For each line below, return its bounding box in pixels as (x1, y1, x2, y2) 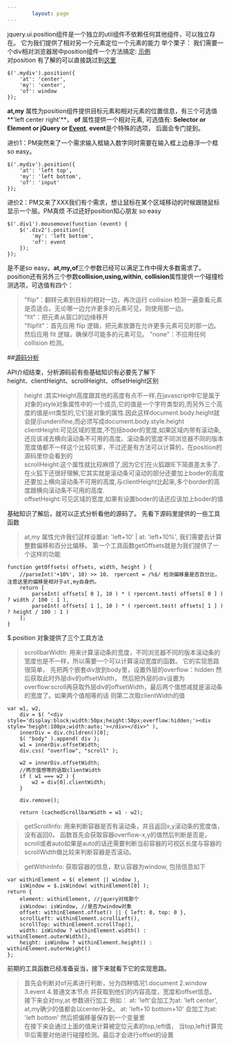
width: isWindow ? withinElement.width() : (19, 927, 147, 934)
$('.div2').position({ (19, 226, 85, 233)
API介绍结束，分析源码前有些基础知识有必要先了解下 (7, 368, 157, 376)
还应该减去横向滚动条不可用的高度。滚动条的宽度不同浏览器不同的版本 (23, 434, 224, 442)
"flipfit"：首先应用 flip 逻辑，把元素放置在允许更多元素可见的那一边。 (23, 321, 220, 330)
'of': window (19, 88, 57, 94)
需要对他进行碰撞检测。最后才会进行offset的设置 (36, 1031, 174, 1039)
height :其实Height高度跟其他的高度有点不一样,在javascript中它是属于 (23, 391, 221, 399)
